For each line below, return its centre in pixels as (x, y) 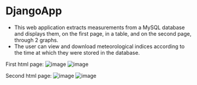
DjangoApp (34, 11)
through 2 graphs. (36, 40)
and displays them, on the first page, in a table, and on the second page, (103, 33)
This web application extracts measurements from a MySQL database (99, 27)
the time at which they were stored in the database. (77, 52)
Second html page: (29, 75)
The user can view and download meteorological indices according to (99, 46)
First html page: (25, 64)
